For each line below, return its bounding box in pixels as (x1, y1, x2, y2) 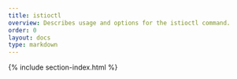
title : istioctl (8, 11, 61, 20)
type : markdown (8, 41, 58, 49)
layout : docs (8, 33, 51, 42)
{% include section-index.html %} (8, 62, 118, 72)
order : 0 (8, 26, 37, 34)
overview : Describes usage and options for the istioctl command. (8, 19, 231, 27)
